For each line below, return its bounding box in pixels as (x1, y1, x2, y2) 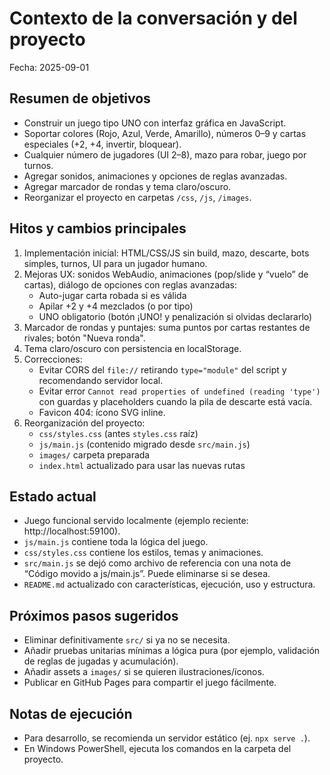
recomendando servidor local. (38, 374, 164, 386)
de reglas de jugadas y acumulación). (23, 655, 179, 667)
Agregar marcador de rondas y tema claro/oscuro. (23, 180, 232, 192)
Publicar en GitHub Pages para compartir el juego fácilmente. (23, 677, 277, 689)
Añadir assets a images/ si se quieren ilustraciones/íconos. (23, 666, 265, 678)
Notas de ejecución (9, 705, 133, 722)
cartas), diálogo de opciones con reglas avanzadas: (23, 278, 237, 291)
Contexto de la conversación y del (9, 7, 298, 30)
